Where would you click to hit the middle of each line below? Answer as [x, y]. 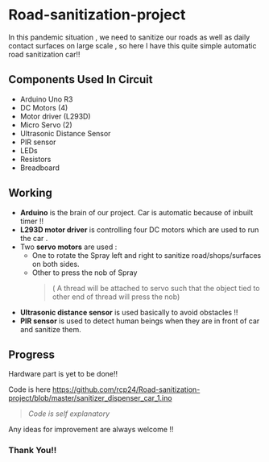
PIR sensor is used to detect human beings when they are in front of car [140, 321]
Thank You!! [33, 451]
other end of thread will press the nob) [116, 297]
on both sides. [56, 264]
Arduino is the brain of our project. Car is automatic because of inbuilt [137, 212]
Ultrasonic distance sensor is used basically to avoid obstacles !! [129, 312]
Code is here [29, 389]
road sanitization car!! [44, 54]
